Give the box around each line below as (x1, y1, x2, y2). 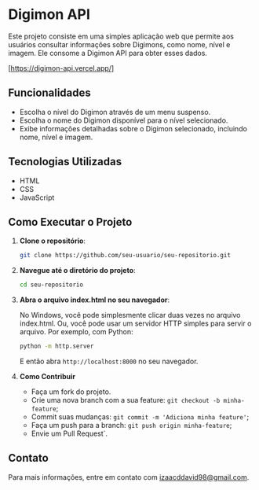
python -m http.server (19, 342, 94, 351)
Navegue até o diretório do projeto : (19, 266, 136, 275)
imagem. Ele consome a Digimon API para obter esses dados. (8, 48, 208, 57)
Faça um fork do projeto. (31, 387, 111, 396)
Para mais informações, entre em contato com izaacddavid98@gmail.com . (8, 472, 250, 481)
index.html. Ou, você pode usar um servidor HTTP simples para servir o (19, 319, 252, 328)
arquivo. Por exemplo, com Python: (19, 327, 133, 337)
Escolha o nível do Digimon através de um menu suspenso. (19, 107, 211, 116)
